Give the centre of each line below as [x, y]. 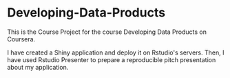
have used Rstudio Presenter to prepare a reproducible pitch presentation [112, 59]
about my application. [38, 67]
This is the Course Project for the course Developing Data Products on [107, 32]
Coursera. [21, 39]
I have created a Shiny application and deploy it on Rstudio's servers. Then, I [116, 52]
